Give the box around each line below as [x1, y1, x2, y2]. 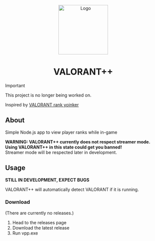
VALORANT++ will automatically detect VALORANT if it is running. [5, 186, 139, 193]
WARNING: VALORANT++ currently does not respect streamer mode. [5, 139, 151, 145]
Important [5, 82, 25, 89]
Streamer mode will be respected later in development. [5, 149, 117, 155]
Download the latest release [12, 225, 70, 231]
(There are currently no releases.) [5, 210, 74, 216]
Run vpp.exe [12, 230, 38, 236]
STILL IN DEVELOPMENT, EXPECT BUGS [5, 177, 90, 183]
